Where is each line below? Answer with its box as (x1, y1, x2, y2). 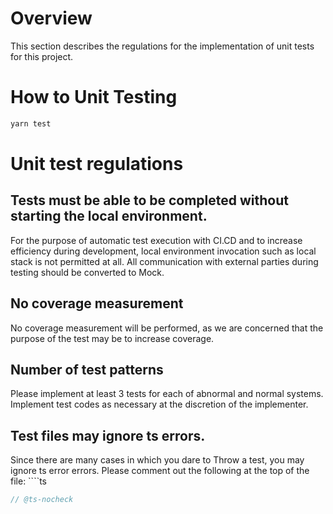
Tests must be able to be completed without (10, 192, 290, 209)
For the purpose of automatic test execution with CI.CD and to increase (10, 234, 303, 246)
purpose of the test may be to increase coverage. (10, 332, 215, 344)
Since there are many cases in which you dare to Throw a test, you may (10, 454, 305, 466)
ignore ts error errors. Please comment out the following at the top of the (10, 465, 310, 477)
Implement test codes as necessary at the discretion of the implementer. (10, 398, 309, 411)
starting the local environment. (10, 208, 208, 225)
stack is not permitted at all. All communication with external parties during (10, 255, 319, 267)
